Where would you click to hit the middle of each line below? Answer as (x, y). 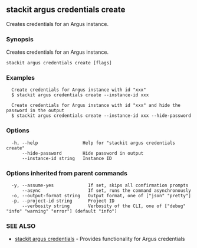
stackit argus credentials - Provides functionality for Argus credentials (100, 239)
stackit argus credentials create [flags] (59, 63)
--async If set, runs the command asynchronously (106, 191)
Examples (21, 78)
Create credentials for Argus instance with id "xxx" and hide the (96, 106)
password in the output (35, 111)
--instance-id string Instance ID (67, 158)
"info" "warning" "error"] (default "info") (62, 211)
